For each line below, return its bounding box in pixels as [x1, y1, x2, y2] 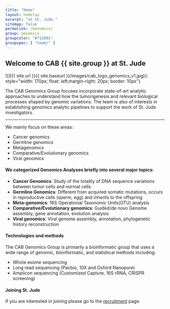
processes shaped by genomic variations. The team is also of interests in [5, 98, 158, 104]
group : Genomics [5, 31, 39, 36]
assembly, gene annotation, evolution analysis [12, 210, 109, 216]
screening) [12, 275, 35, 281]
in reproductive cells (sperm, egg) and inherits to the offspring [12, 194, 143, 200]
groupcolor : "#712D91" [5, 36, 53, 41]
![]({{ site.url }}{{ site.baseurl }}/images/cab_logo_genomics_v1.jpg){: [5, 72, 148, 79]
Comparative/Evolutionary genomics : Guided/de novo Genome [12, 205, 147, 211]
